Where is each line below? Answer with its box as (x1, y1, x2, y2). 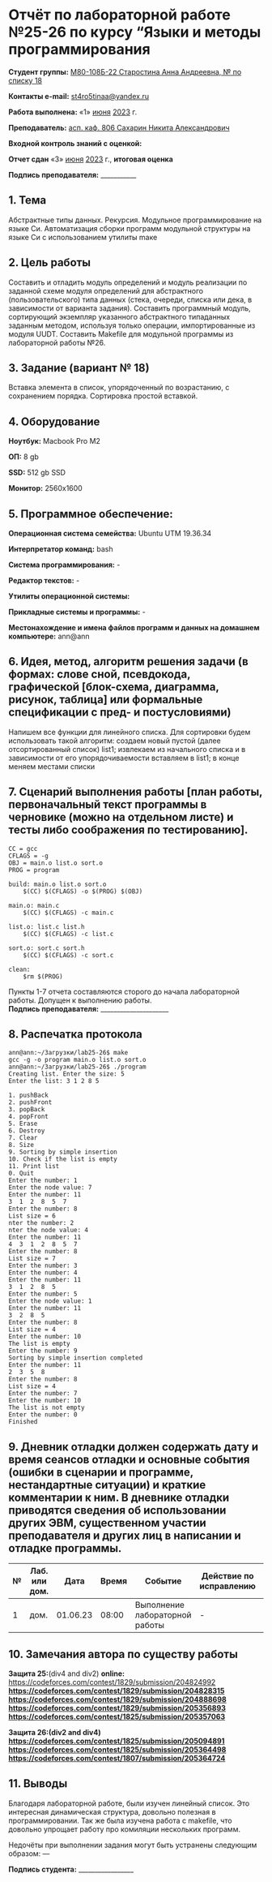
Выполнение (134, 1600, 185, 1611)
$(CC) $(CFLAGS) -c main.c (23, 909, 114, 917)
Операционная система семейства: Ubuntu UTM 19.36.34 (8, 529, 212, 538)
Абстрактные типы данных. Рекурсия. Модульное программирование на (8, 215, 262, 225)
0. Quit (8, 1170, 35, 1178)
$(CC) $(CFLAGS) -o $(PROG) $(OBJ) (23, 887, 143, 896)
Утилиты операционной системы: (8, 591, 130, 601)
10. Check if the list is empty (8, 1155, 117, 1163)
